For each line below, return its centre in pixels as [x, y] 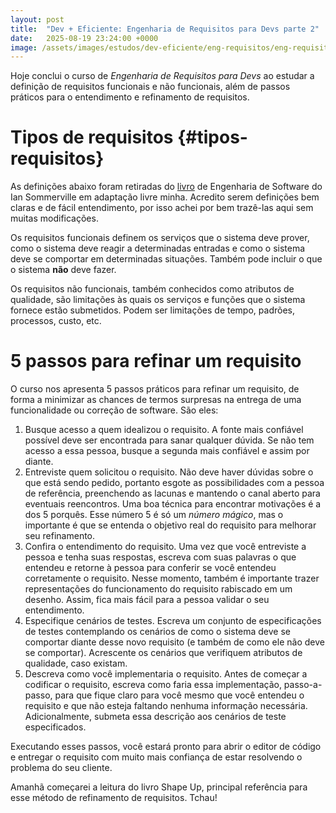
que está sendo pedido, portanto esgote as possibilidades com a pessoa [174, 483]
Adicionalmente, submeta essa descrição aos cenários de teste [155, 717]
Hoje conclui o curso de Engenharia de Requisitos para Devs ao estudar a [162, 76]
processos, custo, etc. [56, 321]
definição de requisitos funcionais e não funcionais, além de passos [150, 87]
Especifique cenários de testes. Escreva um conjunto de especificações [173, 621]
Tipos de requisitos [92, 137]
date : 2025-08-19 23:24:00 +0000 [84, 38]
